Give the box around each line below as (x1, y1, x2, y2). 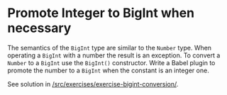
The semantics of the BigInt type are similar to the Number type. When (7, 43, 211, 52)
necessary (7, 20, 72, 36)
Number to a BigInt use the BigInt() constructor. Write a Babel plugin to (7, 58, 216, 67)
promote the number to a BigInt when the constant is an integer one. (7, 66, 209, 74)
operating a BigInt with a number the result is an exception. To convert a (7, 51, 221, 60)
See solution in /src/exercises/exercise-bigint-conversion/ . (7, 79, 179, 88)
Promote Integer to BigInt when (7, 5, 195, 21)
